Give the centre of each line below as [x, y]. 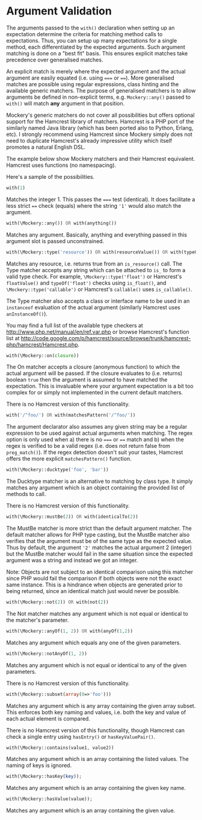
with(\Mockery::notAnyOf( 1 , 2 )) [47, 654]
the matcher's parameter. [38, 620]
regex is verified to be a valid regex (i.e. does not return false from [88, 446]
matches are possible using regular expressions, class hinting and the [93, 84]
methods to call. [26, 494]
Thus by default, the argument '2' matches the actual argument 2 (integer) [99, 548]
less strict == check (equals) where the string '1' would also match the [94, 205]
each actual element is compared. [48, 718]
